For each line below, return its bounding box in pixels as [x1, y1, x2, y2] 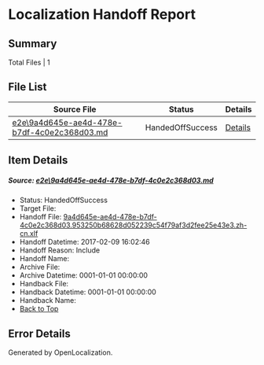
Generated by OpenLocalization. [8, 348, 113, 357]
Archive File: [19, 262, 60, 272]
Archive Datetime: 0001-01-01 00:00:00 [19, 271, 148, 280]
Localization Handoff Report [8, 6, 196, 24]
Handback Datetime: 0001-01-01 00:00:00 [19, 287, 157, 297]
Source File [53, 104, 97, 115]
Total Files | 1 [8, 57, 50, 67]
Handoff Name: [19, 254, 69, 264]
